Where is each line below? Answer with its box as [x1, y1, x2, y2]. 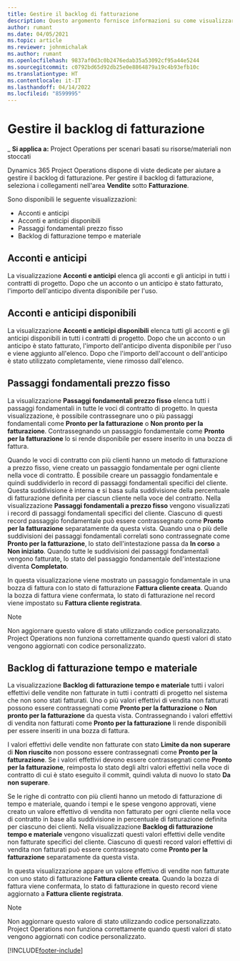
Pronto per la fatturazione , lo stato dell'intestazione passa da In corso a [7, 539, 220, 547]
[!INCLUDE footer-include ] [7, 946, 84, 955]
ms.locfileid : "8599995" [7, 90, 81, 97]
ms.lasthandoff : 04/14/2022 [7, 84, 91, 91]
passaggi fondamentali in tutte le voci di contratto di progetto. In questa [7, 404, 218, 412]
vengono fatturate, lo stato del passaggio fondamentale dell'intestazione [7, 554, 221, 563]
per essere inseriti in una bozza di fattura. [7, 727, 130, 735]
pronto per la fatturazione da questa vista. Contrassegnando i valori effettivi [7, 712, 233, 720]
